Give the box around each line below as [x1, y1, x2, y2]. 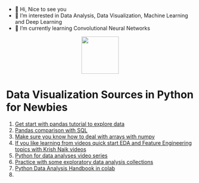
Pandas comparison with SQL [14, 126, 88, 134]
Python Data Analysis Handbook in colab [14, 165, 115, 172]
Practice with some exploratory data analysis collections [14, 158, 154, 165]
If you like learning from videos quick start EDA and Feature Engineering [14, 139, 192, 146]
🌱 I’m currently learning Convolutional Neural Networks [14, 24, 151, 32]
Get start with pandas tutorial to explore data [14, 120, 125, 128]
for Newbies [6, 101, 68, 114]
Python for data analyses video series [14, 152, 108, 159]
